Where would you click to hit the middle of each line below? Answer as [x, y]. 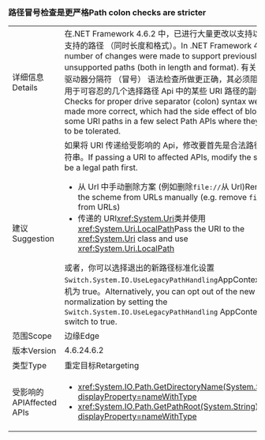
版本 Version [34, 351]
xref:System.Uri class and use [133, 239]
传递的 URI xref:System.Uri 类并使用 [142, 219]
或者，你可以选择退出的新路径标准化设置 [140, 268]
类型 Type [30, 366]
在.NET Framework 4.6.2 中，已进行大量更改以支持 [159, 34]
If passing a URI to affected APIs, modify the [170, 157]
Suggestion [34, 239]
